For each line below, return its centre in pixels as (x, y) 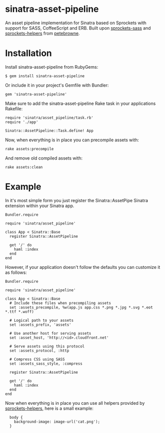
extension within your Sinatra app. (40, 206)
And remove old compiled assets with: (44, 158)
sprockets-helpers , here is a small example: (49, 408)
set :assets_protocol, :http (39, 350)
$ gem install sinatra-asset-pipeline (45, 76)
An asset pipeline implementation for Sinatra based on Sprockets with (76, 23)
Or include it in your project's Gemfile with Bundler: (57, 85)
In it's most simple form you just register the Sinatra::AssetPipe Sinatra (77, 200)
